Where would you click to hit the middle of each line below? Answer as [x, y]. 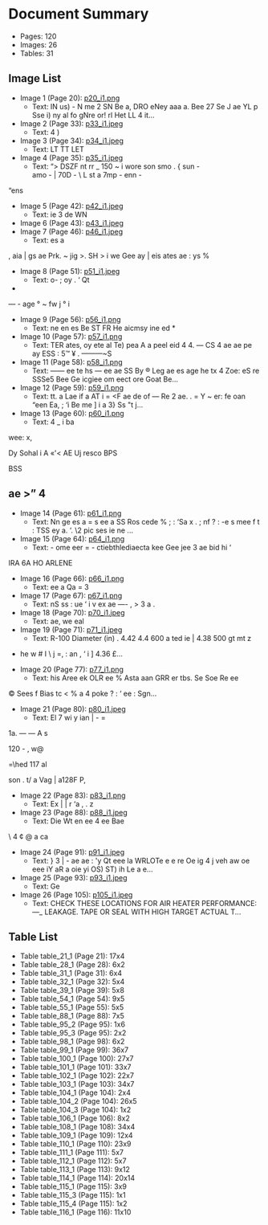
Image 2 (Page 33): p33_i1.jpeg [71, 123]
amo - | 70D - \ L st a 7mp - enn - [87, 174]
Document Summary [79, 14]
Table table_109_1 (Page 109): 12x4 [77, 1135]
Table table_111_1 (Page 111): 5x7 [72, 1153]
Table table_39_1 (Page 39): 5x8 [72, 990]
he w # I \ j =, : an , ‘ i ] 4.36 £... [71, 653]
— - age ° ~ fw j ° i [39, 304]
